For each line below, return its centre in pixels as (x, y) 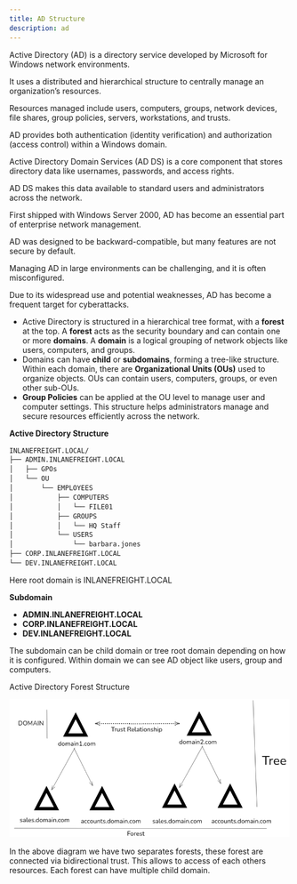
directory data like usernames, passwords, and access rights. (122, 171)
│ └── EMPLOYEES (51, 488)
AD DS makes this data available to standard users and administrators (137, 188)
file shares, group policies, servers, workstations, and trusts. (120, 117)
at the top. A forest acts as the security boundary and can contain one (151, 331)
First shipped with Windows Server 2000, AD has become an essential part (147, 214)
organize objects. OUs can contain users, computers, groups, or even (149, 378)
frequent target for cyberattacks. (69, 304)
